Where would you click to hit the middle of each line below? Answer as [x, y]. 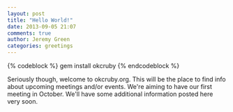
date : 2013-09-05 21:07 [42, 26]
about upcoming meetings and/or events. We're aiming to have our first [110, 87]
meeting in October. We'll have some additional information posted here [110, 94]
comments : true [29, 33]
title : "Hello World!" [40, 20]
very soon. [23, 101]
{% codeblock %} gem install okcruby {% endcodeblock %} [93, 66]
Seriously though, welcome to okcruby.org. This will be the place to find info [116, 79]
